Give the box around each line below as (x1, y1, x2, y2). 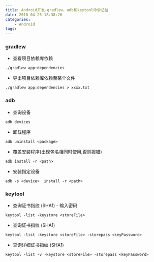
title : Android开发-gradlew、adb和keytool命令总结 (5, 7, 109, 13)
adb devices (5, 119, 30, 125)
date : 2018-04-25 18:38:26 (5, 12, 63, 17)
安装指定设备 (12, 168, 40, 174)
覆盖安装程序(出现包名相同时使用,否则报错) (12, 149, 103, 155)
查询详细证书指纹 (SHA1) (12, 242, 65, 248)
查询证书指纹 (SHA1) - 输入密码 (12, 202, 78, 209)
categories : (5, 17, 30, 22)
